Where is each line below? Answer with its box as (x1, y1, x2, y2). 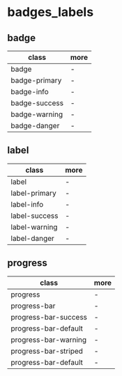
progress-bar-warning (10, 335, 87, 345)
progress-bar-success (10, 312, 88, 322)
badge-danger (10, 121, 60, 130)
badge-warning (10, 109, 63, 119)
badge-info (10, 87, 49, 96)
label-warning (10, 222, 58, 232)
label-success (10, 210, 59, 220)
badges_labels (7, 4, 94, 20)
